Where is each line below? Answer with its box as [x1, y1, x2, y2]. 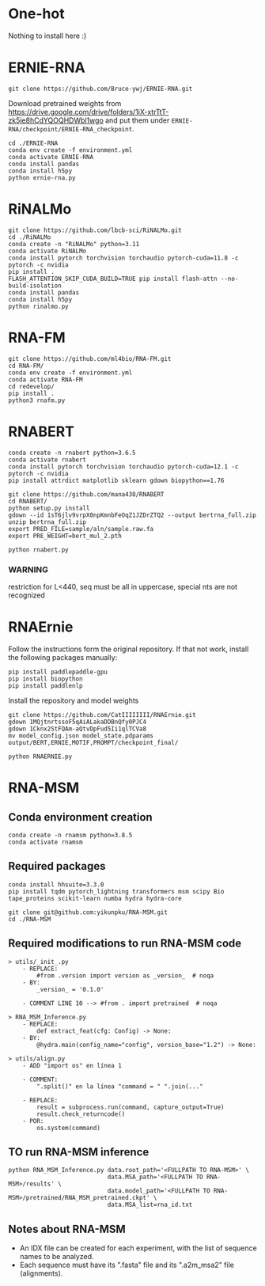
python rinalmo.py [8, 302, 69, 310]
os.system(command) [36, 1124, 101, 1132]
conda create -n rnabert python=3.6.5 [8, 449, 136, 457]
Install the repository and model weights [8, 696, 139, 705]
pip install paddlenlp [8, 681, 83, 689]
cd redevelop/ [8, 382, 55, 390]
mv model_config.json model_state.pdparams [8, 731, 154, 740]
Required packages [8, 859, 106, 873]
